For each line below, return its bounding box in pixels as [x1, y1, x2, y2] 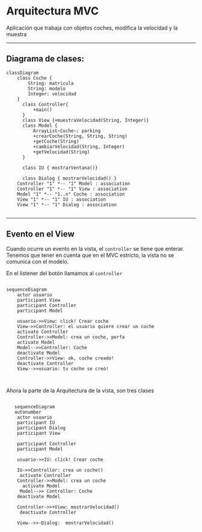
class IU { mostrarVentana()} [22, 165, 98, 171]
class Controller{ [22, 101, 69, 107]
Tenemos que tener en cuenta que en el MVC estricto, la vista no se [6, 252, 174, 259]
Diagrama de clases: [6, 54, 85, 64]
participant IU [17, 419, 55, 426]
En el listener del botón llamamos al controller [6, 270, 123, 277]
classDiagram [6, 69, 39, 76]
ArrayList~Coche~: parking [32, 128, 101, 134]
